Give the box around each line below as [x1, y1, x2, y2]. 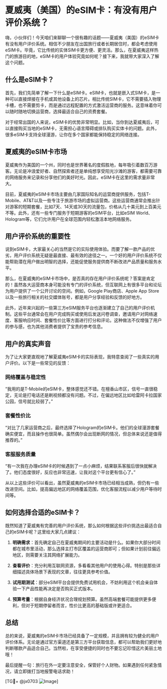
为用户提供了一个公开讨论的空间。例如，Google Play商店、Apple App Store [5, 288, 160, 294]
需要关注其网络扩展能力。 [29, 552, 83, 558]
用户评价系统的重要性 [5, 232, 71, 240]
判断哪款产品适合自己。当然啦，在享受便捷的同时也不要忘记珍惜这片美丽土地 [5, 645, 162, 651]
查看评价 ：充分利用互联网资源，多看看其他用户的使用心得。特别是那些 [12, 562, 157, 568]
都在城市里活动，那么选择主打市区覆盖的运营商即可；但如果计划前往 [12, 545, 152, 552]
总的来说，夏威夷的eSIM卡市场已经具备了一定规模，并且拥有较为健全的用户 [5, 633, 160, 639]
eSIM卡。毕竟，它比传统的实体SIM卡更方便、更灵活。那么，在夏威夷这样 [5, 47, 154, 53]
